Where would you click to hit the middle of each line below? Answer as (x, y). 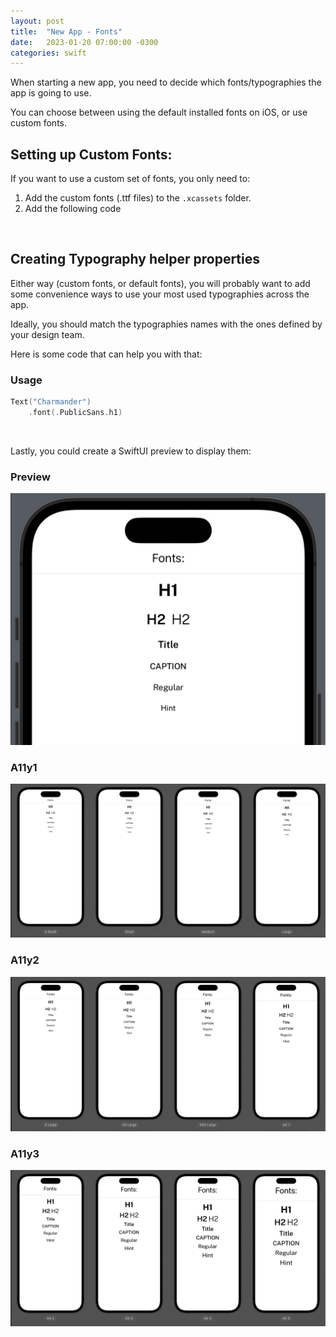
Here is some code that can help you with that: (106, 354)
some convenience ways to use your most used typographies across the (160, 294)
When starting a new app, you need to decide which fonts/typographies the (166, 82)
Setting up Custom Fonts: (91, 154)
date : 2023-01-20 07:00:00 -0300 (84, 42)
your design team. (47, 334)
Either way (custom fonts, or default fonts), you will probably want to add (160, 283)
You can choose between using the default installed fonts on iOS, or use (159, 112)
